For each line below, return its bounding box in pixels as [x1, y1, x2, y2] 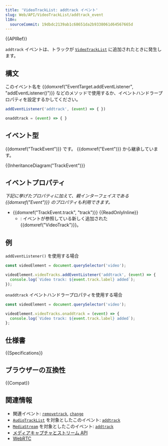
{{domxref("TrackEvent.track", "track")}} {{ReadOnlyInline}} [12, 209, 138, 216]
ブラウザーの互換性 [5, 366, 66, 374]
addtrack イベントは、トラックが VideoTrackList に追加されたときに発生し [5, 46, 162, 53]
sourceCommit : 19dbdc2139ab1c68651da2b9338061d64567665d [10, 21, 133, 27]
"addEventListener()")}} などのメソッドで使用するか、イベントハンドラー [5, 90, 159, 96]
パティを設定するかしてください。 [9, 97, 81, 103]
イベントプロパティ [5, 178, 65, 187]
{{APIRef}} [5, 36, 27, 42]
